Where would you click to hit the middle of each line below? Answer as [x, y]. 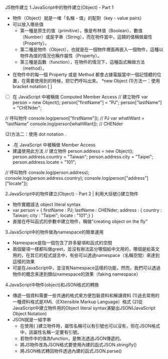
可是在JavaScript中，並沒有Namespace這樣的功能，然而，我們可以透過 [86, 268]
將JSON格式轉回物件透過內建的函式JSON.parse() [71, 351]
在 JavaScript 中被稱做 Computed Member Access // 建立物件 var [80, 97]
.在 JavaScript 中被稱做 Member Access [54, 145]
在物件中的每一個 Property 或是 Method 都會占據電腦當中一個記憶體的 [85, 75]
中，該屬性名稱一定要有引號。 [51, 332]
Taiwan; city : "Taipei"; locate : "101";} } [53, 215]
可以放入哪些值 [28, 24]
